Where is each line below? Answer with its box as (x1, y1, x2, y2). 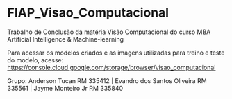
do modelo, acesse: (7, 55, 64, 64)
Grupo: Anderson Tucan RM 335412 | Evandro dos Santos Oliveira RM (7, 76, 207, 84)
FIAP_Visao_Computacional (7, 5, 169, 21)
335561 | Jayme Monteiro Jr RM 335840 (7, 84, 124, 92)
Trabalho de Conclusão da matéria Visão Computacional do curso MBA (7, 28, 211, 36)
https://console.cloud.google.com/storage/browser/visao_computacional (7, 63, 216, 71)
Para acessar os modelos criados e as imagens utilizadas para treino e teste (7, 48, 225, 57)
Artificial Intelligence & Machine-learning (7, 35, 124, 43)
